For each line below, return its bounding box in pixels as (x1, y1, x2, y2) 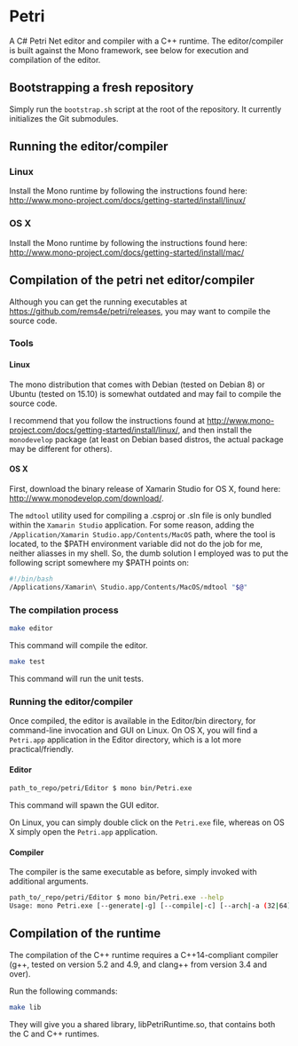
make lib (9, 1002, 42, 1011)
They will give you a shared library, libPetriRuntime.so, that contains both (9, 1018, 276, 1029)
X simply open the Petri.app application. (9, 827, 158, 837)
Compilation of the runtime (9, 926, 161, 941)
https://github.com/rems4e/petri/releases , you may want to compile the (9, 305, 271, 316)
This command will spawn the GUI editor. (9, 800, 160, 811)
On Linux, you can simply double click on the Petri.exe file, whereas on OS (9, 817, 286, 828)
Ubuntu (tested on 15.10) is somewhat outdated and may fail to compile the (9, 388, 282, 399)
